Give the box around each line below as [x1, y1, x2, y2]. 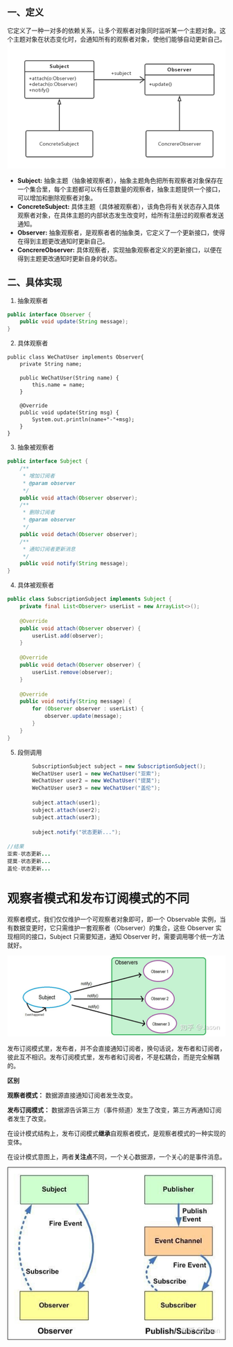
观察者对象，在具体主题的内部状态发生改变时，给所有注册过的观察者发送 [17, 211, 224, 219]
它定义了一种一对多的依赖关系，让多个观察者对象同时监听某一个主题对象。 [7, 26, 220, 35]
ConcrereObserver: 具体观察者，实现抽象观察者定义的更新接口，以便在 [17, 246, 223, 254]
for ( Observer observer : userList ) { [32, 705, 144, 712]
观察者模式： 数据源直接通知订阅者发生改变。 [7, 1091, 137, 1099]
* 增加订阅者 [22, 472, 55, 479]
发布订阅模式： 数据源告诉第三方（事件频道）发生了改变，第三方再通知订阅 [7, 1106, 222, 1114]
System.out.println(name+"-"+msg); [32, 416, 135, 423]
